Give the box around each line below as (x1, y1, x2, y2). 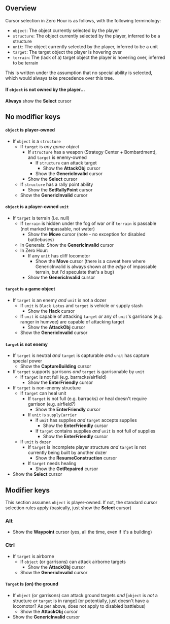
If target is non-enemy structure (12, 385, 81, 391)
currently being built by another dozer (27, 449, 108, 456)
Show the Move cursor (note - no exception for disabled (27, 231, 146, 237)
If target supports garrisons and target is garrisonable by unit (12, 369, 145, 375)
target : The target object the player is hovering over (12, 49, 122, 55)
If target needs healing (27, 461, 77, 467)
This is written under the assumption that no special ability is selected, (5, 70, 153, 76)
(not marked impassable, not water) (20, 225, 95, 232)
